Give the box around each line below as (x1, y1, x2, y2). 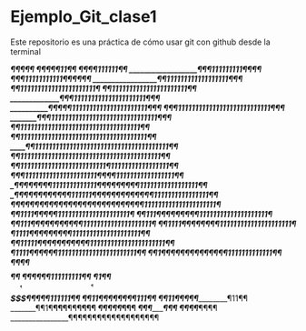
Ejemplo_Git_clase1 (10, 6, 157, 27)
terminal (10, 45, 42, 56)
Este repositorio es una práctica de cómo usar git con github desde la (10, 36, 271, 47)
